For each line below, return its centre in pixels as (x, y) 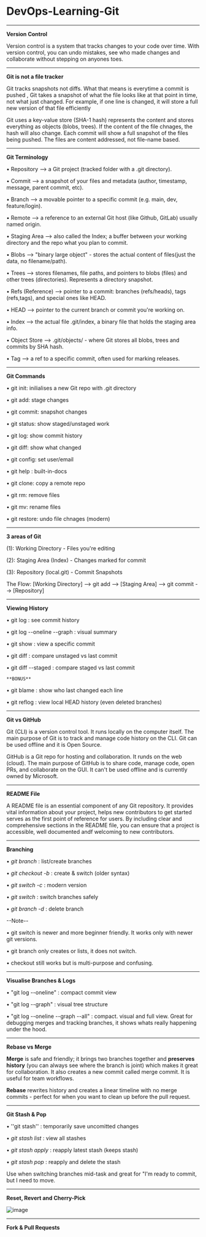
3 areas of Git (24, 536)
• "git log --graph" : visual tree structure (57, 1004)
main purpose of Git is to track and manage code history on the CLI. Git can (102, 738)
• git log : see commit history (43, 620)
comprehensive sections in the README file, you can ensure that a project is (103, 825)
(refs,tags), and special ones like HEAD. (56, 298)
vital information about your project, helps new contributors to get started (99, 812)
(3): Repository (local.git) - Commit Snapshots (64, 572)
